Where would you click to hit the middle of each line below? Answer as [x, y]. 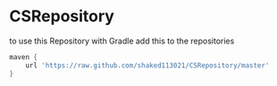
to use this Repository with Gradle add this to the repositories [122, 41]
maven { [24, 57]
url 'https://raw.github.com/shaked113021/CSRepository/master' [147, 65]
